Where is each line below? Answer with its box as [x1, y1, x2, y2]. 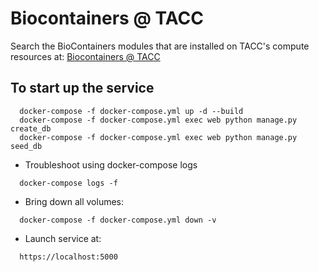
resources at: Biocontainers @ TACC [10, 50, 161, 62]
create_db [10, 123, 52, 134]
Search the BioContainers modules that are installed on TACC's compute [10, 40, 310, 52]
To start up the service [10, 80, 155, 97]
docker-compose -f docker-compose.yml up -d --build [19, 106, 244, 116]
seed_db [10, 141, 43, 151]
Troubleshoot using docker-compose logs [24, 158, 198, 171]
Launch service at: [24, 232, 102, 244]
